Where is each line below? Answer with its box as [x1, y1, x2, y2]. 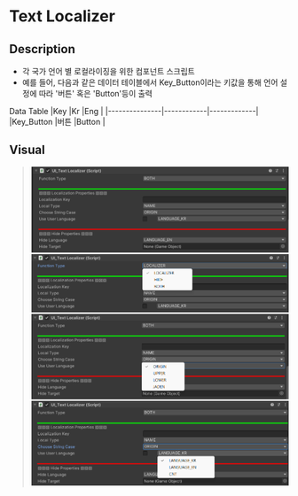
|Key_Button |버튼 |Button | [9, 117, 106, 127]
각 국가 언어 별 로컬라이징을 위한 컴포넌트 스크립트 [21, 66, 195, 76]
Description [9, 42, 75, 57]
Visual [9, 143, 46, 158]
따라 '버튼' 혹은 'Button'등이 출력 [38, 89, 153, 98]
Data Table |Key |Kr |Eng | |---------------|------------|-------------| [9, 106, 259, 116]
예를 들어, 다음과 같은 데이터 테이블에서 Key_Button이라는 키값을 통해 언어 [21, 77, 278, 88]
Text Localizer [9, 6, 115, 27]
